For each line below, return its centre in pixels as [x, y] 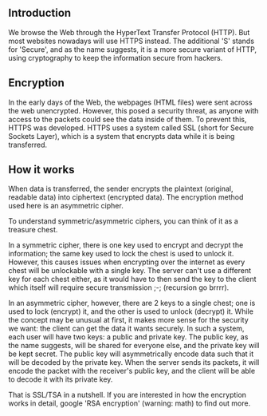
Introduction [40, 13]
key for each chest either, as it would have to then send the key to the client [132, 279]
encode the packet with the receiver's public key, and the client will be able [132, 371]
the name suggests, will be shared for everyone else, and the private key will [134, 346]
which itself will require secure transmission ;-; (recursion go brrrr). [119, 287]
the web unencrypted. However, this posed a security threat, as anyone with [133, 110]
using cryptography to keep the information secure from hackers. [116, 57]
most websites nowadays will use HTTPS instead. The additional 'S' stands [132, 41]
